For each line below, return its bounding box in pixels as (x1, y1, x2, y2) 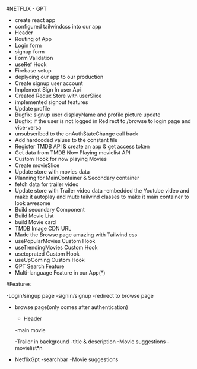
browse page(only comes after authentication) (14, 304, 129, 311)
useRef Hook (14, 61, 47, 68)
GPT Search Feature (14, 263, 65, 270)
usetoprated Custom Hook (14, 250, 80, 257)
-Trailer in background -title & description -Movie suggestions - (14, 338, 170, 345)
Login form (14, 42, 42, 49)
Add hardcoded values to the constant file (14, 137, 117, 143)
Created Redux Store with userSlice (14, 92, 102, 99)
